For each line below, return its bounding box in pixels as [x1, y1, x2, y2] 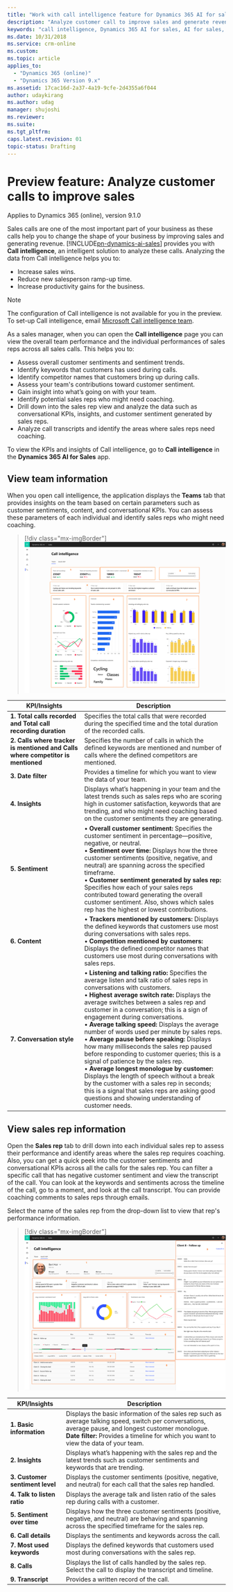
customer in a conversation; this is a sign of [84, 1006, 208, 1014]
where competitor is [10, 751, 70, 759]
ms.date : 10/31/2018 [7, 33, 67, 40]
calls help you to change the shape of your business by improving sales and [7, 232, 224, 241]
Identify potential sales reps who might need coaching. [17, 395, 175, 404]
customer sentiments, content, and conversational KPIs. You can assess [7, 506, 214, 515]
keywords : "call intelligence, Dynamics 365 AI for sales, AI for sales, [7, 26, 225, 33]
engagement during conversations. [84, 1013, 184, 1021]
